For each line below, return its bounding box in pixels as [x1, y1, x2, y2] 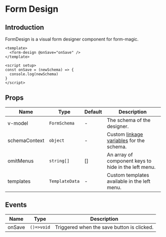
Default [84, 108, 102, 115]
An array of [107, 151, 133, 158]
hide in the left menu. [107, 163, 156, 170]
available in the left [107, 178, 151, 185]
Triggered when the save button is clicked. [55, 224, 154, 231]
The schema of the [107, 117, 151, 123]
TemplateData [49, 178, 80, 184]
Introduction [5, 23, 44, 32]
